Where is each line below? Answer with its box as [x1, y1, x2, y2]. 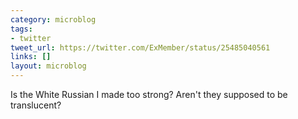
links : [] [10, 52, 52, 62]
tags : [10, 24, 33, 34]
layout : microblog [10, 61, 87, 71]
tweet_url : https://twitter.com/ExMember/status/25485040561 [10, 42, 271, 53]
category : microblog [10, 14, 97, 25]
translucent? [10, 99, 62, 111]
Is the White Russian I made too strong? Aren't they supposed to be [10, 89, 288, 100]
